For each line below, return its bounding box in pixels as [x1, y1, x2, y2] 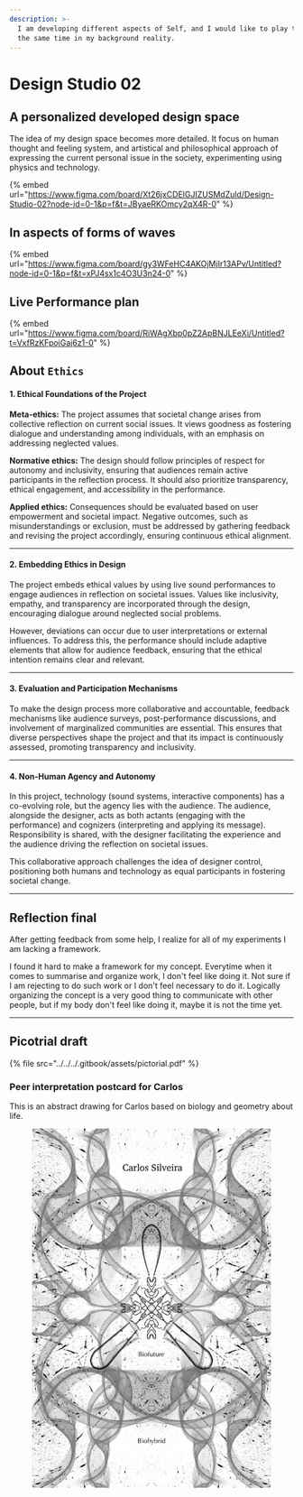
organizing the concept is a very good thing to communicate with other [9, 990, 273, 1001]
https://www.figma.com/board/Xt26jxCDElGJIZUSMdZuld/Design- [27, 189, 275, 200]
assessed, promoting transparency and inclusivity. [9, 742, 197, 753]
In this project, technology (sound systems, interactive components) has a [9, 790, 285, 802]
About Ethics [9, 364, 85, 379]
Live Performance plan [9, 294, 140, 310]
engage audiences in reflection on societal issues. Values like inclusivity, [9, 588, 280, 599]
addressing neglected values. [9, 438, 119, 448]
